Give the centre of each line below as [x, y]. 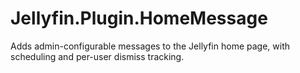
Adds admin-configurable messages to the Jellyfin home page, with [150, 46]
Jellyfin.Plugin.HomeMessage [139, 18]
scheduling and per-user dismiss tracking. [97, 56]
